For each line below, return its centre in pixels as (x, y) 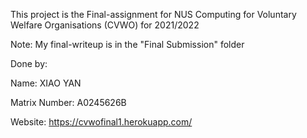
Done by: (29, 63)
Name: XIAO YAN (46, 83)
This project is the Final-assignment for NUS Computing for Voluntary (153, 14)
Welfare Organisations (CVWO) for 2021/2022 (105, 25)
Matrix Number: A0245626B (68, 102)
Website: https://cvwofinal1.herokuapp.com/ (101, 122)
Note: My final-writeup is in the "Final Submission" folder (127, 44)
